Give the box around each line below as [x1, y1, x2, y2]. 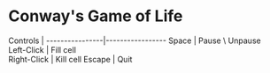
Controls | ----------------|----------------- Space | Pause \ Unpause [8, 35, 262, 46]
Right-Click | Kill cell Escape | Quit [8, 54, 133, 64]
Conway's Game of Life [8, 6, 183, 26]
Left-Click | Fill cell [8, 44, 77, 55]
